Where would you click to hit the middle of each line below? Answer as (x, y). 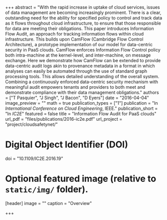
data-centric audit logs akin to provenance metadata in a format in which (80, 66)
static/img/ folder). (47, 189)
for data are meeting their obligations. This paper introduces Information (79, 29)
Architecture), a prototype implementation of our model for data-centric (79, 44)
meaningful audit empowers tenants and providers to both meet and (75, 87)
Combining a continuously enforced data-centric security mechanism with (82, 82)
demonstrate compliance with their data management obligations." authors (82, 92)
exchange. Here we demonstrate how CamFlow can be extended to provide (83, 60)
